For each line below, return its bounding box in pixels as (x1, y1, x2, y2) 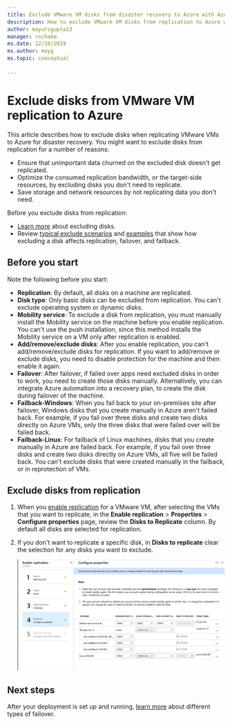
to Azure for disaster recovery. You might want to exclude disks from (7, 138, 202, 146)
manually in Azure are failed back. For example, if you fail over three (17, 442, 211, 451)
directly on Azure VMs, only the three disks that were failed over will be (17, 420, 220, 429)
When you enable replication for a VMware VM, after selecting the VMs (17, 503, 220, 511)
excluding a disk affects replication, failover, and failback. (17, 236, 181, 245)
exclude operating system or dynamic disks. (17, 303, 144, 311)
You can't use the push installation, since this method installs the (17, 325, 202, 333)
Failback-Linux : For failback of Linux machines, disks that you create (17, 435, 215, 444)
